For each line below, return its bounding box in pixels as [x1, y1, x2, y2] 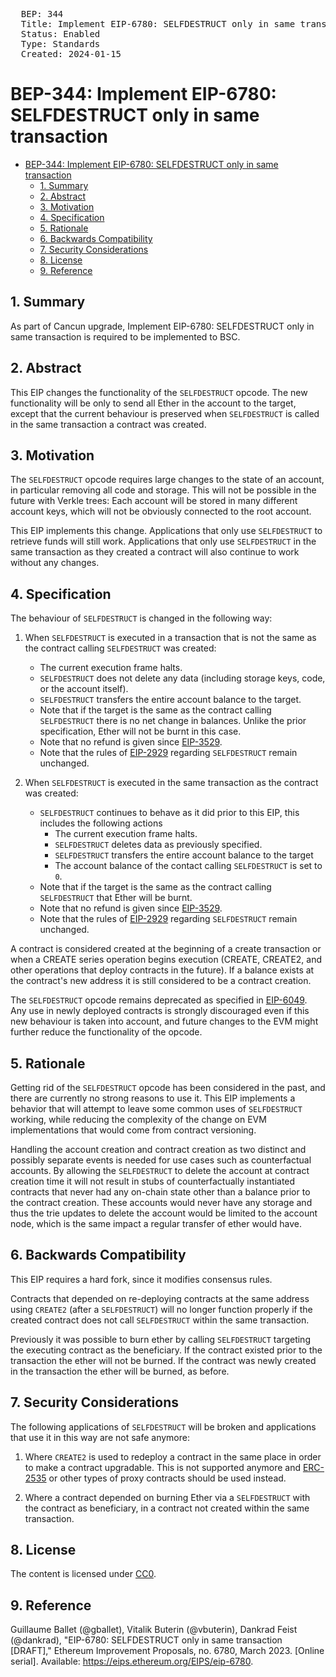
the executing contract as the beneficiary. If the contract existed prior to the [10, 1344, 323, 1356]
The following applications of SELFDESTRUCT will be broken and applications [10, 1420, 317, 1433]
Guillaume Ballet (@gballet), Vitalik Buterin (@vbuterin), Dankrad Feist [10, 1624, 298, 1636]
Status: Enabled [20, 29, 101, 39]
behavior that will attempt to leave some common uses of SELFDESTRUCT [10, 1103, 303, 1114]
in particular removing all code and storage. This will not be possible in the [10, 484, 317, 496]
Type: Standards [20, 39, 101, 49]
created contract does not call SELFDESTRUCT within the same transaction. [10, 1314, 310, 1326]
